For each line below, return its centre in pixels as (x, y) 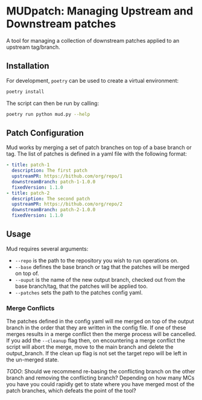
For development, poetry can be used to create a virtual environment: (93, 80)
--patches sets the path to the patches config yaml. (79, 292)
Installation (28, 66)
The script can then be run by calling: (53, 103)
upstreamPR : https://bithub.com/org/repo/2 (67, 204)
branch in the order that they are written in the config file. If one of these (96, 328)
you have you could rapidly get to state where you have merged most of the (100, 384)
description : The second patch (51, 198)
